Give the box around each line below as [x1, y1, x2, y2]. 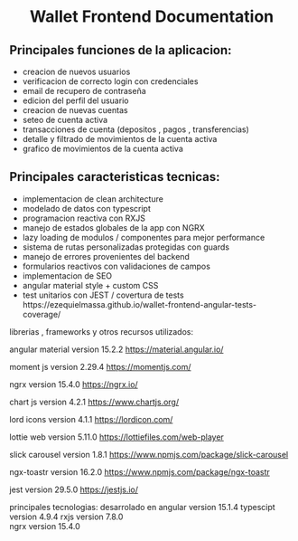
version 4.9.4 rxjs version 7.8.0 [9, 511, 124, 522]
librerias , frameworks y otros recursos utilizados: [9, 326, 194, 337]
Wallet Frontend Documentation [29, 6, 275, 27]
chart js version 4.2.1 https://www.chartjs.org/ [9, 396, 179, 407]
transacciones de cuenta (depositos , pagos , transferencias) [22, 124, 250, 135]
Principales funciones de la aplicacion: [9, 43, 232, 58]
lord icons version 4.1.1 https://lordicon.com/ [9, 413, 173, 424]
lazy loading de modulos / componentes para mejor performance [22, 232, 265, 242]
